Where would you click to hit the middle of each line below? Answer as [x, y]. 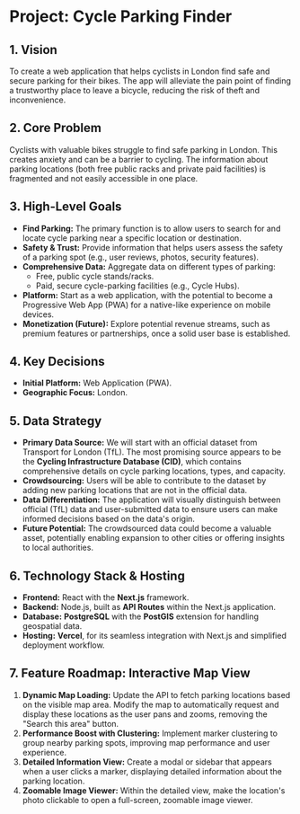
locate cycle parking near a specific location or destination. [132, 238]
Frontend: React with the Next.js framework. [106, 597]
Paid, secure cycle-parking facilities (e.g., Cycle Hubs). [137, 286]
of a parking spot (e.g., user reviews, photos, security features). [140, 257]
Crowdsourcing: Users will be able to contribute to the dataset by [144, 481]
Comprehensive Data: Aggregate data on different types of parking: [149, 266]
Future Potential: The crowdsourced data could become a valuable [147, 528]
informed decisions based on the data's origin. [109, 519]
